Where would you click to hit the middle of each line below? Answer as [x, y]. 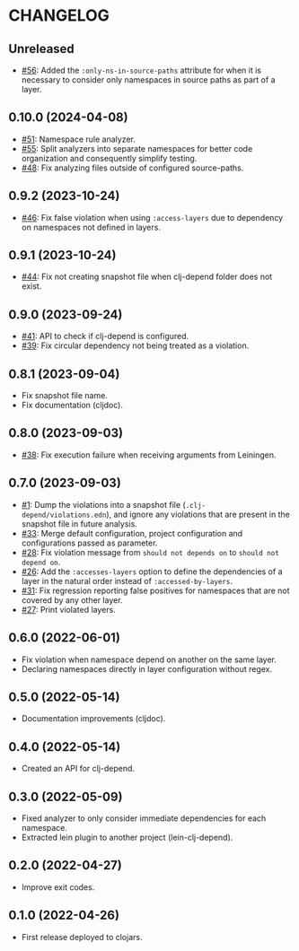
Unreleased [42, 49]
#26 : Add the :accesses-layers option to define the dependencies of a [152, 571]
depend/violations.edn [64, 515]
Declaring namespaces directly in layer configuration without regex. [147, 668]
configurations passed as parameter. [89, 543]
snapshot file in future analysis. [79, 523]
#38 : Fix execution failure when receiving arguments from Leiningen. [149, 455]
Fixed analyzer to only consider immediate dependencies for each [144, 818]
